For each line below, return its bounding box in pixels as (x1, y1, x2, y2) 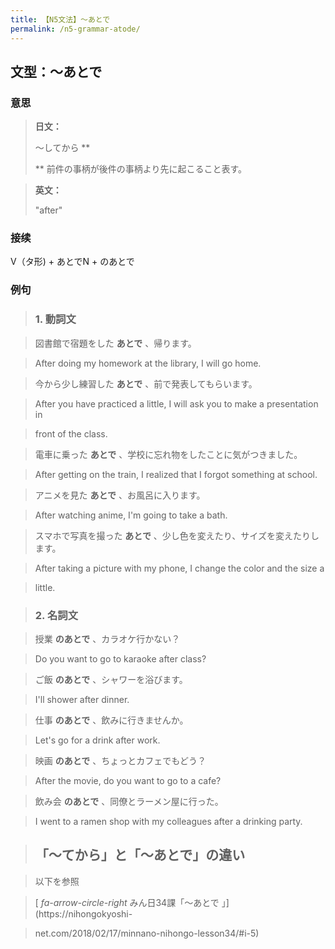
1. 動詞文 (34, 312, 77, 326)
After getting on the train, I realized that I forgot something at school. (34, 468, 318, 480)
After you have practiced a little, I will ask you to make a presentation (34, 397, 319, 410)
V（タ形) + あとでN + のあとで (10, 256, 135, 268)
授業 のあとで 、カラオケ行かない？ (34, 633, 181, 645)
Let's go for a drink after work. (34, 734, 161, 746)
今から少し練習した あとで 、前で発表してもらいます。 (34, 377, 258, 390)
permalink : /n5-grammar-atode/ (10, 24, 141, 34)
